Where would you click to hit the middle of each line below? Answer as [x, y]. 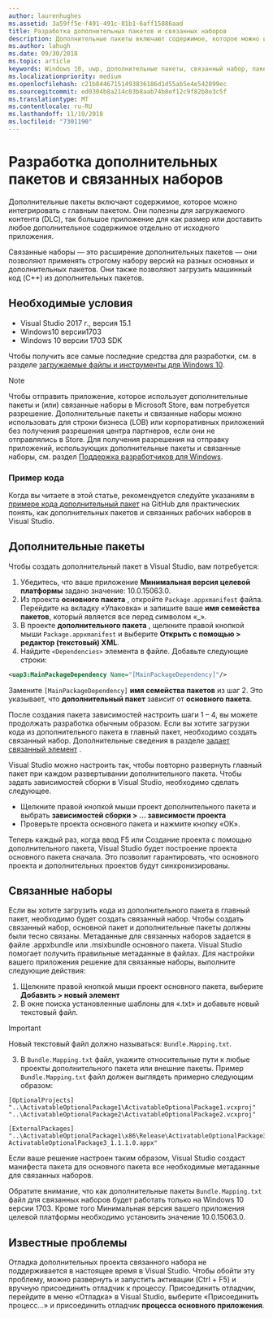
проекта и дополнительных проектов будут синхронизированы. [119, 865]
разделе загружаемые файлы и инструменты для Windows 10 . [117, 364]
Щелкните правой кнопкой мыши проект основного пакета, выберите [142, 986]
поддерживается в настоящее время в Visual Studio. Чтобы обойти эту [132, 1271]
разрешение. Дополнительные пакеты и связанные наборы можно [125, 413]
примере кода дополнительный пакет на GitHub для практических [124, 504]
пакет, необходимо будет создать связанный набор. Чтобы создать [126, 919]
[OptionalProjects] [41, 1101]
